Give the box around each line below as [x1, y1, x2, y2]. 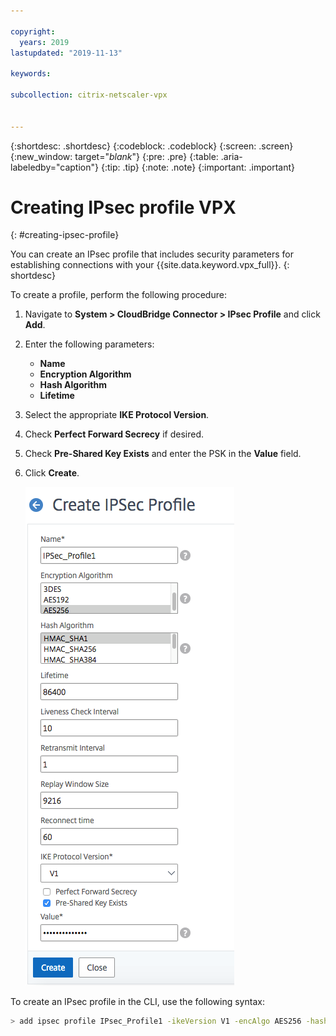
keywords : [10, 69, 52, 79]
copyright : [10, 26, 56, 37]
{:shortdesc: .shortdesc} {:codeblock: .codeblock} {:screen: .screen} [10, 140, 294, 152]
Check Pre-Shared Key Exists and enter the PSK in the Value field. [24, 448, 302, 460]
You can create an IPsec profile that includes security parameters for [10, 248, 294, 260]
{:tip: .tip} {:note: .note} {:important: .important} [100, 161, 295, 173]
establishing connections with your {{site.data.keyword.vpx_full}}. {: [10, 259, 290, 271]
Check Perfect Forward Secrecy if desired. [24, 428, 205, 440]
